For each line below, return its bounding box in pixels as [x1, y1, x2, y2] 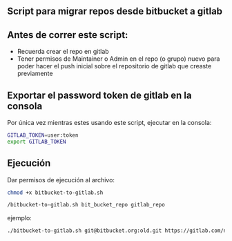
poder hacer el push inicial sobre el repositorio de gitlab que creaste [17, 62, 212, 70]
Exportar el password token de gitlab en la [7, 89, 192, 101]
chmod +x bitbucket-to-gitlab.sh [7, 189, 104, 196]
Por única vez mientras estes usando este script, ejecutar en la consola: [7, 119, 212, 127]
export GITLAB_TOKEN [7, 138, 67, 145]
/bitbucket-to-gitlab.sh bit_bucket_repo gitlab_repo [7, 202, 166, 209]
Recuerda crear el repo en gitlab [17, 48, 109, 56]
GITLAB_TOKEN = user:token [7, 132, 79, 139]
